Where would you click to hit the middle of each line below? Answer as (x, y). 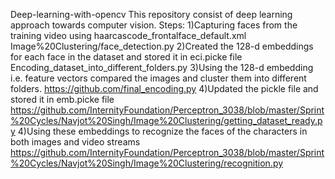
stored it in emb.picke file (62, 99)
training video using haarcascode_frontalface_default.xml (128, 35)
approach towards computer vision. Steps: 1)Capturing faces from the (154, 25)
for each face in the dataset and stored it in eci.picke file (126, 57)
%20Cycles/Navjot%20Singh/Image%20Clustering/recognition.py (147, 163)
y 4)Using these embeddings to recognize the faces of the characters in (159, 131)
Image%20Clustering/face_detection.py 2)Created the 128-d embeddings (162, 46)
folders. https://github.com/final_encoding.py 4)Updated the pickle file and (164, 88)
